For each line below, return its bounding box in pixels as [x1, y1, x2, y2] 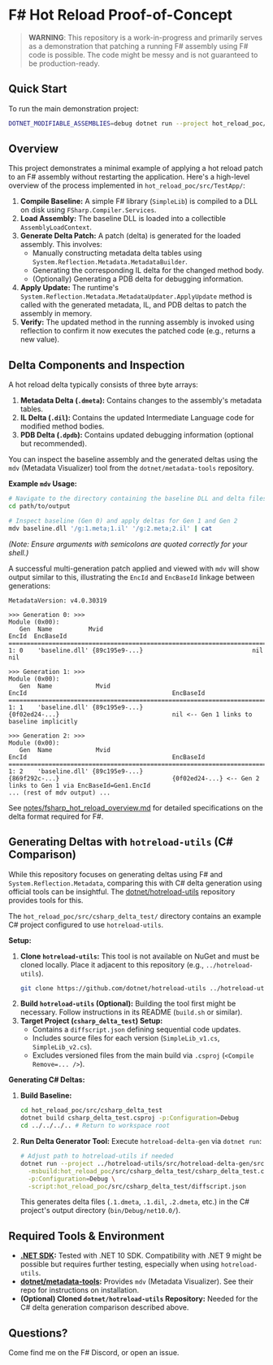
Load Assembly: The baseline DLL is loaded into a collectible [19, 214, 226, 224]
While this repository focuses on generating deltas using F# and [8, 869, 223, 879]
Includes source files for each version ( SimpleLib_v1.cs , [32, 1033, 220, 1043]
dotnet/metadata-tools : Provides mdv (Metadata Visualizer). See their [19, 1276, 254, 1286]
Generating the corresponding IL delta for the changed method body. [32, 266, 264, 276]
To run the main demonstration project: [8, 103, 140, 113]
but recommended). [19, 439, 88, 449]
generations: [8, 580, 51, 590]
